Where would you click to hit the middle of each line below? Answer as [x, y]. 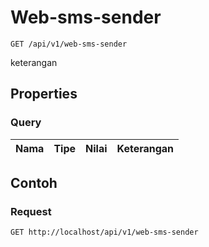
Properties [44, 94]
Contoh [34, 183]
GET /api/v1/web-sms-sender [69, 44]
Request [31, 211]
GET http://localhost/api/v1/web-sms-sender [104, 232]
